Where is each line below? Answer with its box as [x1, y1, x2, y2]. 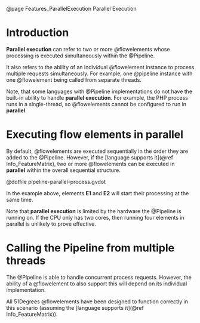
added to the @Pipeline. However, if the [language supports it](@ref [6, 153, 174, 161]
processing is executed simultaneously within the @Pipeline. [6, 52, 155, 59]
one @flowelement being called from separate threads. [6, 76, 142, 83]
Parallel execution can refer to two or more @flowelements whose [6, 45, 170, 53]
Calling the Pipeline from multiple [6, 241, 175, 255]
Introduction [6, 26, 69, 39]
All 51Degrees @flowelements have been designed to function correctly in [6, 298, 188, 305]
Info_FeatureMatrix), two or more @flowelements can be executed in [6, 160, 175, 167]
